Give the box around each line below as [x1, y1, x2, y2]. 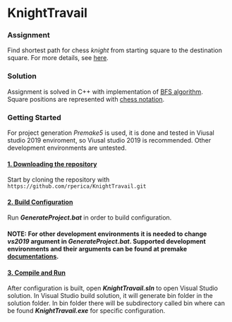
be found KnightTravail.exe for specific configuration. [7, 306, 166, 315]
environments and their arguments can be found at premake [7, 245, 188, 254]
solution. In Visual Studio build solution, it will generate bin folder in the [7, 292, 213, 300]
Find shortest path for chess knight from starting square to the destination [7, 46, 222, 54]
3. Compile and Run [7, 268, 66, 277]
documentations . [7, 252, 59, 261]
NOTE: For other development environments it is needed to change [7, 229, 207, 238]
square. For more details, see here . [7, 54, 109, 62]
